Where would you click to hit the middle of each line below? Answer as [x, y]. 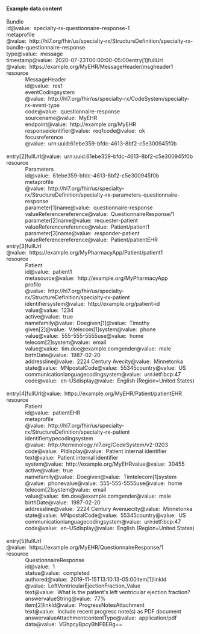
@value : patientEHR [55, 413]
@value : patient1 [51, 272]
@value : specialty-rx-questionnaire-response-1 [70, 28]
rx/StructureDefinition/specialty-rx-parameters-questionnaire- [102, 195]
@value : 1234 [56, 310]
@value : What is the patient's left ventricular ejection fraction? [112, 592]
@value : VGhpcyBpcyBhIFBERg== [79, 624]
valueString [57, 599]
